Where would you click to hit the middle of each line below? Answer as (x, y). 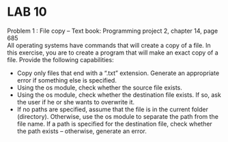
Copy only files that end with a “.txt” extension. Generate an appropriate (118, 73)
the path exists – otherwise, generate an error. (82, 131)
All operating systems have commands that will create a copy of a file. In (109, 45)
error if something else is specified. (67, 80)
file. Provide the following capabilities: (60, 59)
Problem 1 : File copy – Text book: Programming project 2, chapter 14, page (113, 31)
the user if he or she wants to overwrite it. (76, 102)
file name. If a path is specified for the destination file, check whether (115, 124)
